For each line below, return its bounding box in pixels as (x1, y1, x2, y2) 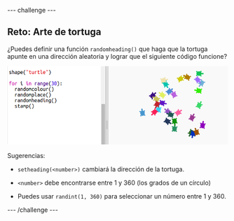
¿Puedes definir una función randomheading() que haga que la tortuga (7, 45, 208, 53)
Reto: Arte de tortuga (7, 26, 102, 38)
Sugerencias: (7, 151, 46, 159)
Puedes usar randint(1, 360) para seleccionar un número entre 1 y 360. (17, 192, 226, 200)
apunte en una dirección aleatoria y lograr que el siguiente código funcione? (7, 52, 228, 60)
